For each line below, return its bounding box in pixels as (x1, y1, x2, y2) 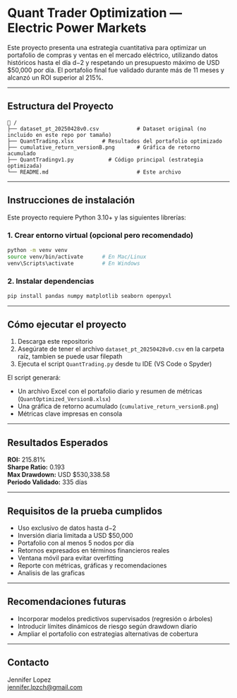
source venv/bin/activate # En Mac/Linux (7, 253, 147, 260)
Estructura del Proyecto (7, 100, 114, 112)
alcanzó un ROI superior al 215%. (7, 73, 104, 82)
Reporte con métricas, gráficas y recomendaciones (17, 561, 167, 570)
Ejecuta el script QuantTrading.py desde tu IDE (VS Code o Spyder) (17, 360, 212, 368)
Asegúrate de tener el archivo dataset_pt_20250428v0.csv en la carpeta (17, 344, 224, 354)
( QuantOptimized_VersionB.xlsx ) (17, 395, 111, 403)
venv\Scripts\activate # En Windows (7, 260, 140, 267)
